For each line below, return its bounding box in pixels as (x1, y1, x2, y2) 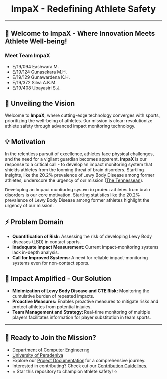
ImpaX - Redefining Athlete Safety (11, 3, 156, 15)
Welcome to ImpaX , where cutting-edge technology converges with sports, (5, 112, 160, 118)
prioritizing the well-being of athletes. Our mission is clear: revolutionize (5, 118, 153, 124)
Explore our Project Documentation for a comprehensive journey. (12, 357, 146, 363)
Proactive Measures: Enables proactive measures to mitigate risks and (12, 298, 158, 304)
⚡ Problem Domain (5, 218, 64, 226)
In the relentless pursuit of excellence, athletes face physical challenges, (5, 151, 154, 157)
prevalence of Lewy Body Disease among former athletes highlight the (5, 197, 150, 203)
